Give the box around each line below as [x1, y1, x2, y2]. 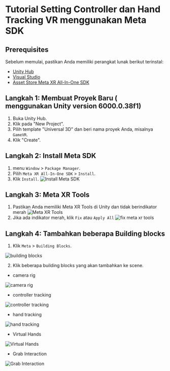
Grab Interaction [12, 351, 47, 357]
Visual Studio [12, 74, 41, 80]
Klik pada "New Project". [12, 121, 64, 127]
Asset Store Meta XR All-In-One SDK [12, 80, 90, 85]
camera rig [12, 272, 36, 278]
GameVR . [12, 131, 28, 137]
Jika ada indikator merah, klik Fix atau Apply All [12, 214, 114, 221]
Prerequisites [5, 45, 49, 54]
